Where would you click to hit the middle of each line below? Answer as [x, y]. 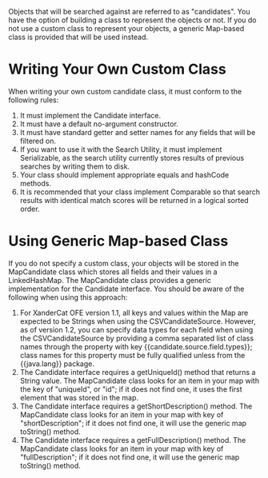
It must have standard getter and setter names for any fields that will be [138, 132]
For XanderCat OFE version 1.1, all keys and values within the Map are [134, 313]
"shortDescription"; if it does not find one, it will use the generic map [133, 423]
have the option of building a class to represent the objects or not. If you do [133, 20]
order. [30, 209]
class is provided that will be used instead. [78, 37]
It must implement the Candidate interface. [90, 115]
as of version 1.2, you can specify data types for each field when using [136, 329]
